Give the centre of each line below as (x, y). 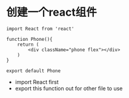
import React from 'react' (40, 29)
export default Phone (34, 71)
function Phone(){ (29, 39)
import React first (37, 82)
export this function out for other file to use (69, 88)
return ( (28, 44)
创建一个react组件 (51, 12)
